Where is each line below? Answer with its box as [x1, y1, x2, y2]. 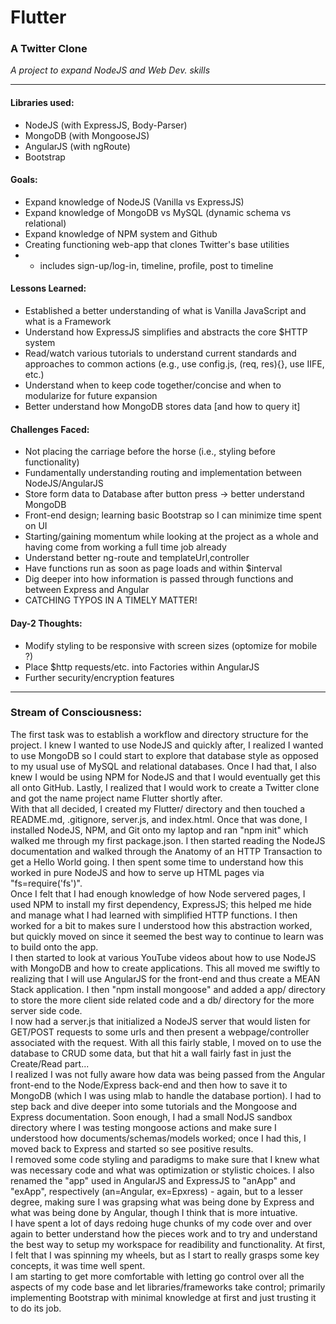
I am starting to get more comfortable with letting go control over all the [10, 1270, 305, 1282]
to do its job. [10, 1302, 62, 1314]
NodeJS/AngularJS [24, 477, 104, 490]
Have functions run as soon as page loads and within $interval [24, 562, 283, 575]
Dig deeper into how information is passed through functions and [24, 573, 294, 585]
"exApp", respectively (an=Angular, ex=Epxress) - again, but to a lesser [10, 1185, 303, 1197]
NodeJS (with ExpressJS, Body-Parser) [24, 119, 188, 131]
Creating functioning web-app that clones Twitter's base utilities [24, 238, 290, 250]
